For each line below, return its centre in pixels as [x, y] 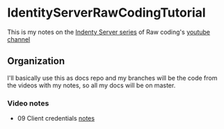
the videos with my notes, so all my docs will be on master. [91, 85]
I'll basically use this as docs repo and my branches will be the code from [112, 78]
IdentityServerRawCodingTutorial [107, 13]
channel [19, 39]
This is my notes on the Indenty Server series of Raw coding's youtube [109, 32]
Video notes [28, 103]
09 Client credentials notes [56, 119]
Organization [36, 61]
